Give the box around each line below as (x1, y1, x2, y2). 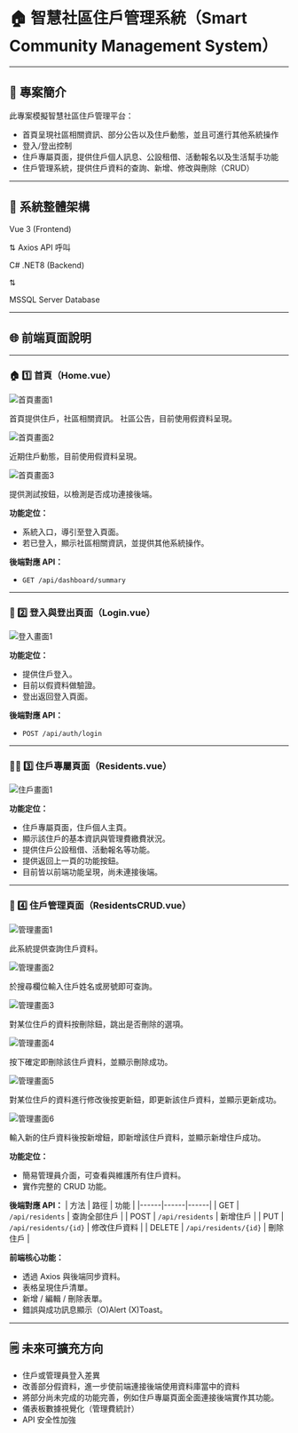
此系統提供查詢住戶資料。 (9, 943, 103, 954)
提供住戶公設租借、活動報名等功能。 (21, 845, 155, 855)
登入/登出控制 (21, 140, 73, 151)
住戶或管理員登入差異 (21, 1370, 100, 1381)
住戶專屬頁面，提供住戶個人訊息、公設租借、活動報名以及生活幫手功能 (21, 151, 279, 162)
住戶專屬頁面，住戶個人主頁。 (21, 822, 131, 833)
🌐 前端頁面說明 (9, 330, 91, 345)
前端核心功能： (9, 1252, 64, 1262)
